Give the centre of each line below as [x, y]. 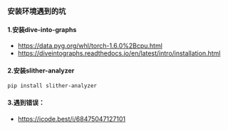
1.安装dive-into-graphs [42, 29]
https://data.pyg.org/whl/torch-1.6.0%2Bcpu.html [90, 46]
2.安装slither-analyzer [41, 70]
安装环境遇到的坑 [37, 11]
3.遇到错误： [26, 102]
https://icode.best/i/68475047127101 [72, 119]
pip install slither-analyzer [52, 86]
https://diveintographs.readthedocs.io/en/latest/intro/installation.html [119, 53]
